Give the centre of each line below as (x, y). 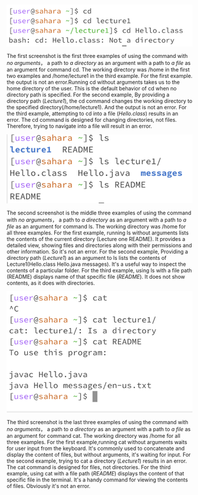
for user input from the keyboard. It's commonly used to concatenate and (96, 448)
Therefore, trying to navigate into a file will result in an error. (80, 126)
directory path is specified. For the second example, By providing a (88, 95)
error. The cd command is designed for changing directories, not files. (92, 120)
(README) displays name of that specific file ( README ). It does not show (96, 276)
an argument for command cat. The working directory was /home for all (93, 435)
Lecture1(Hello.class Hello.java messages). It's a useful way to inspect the (96, 264)
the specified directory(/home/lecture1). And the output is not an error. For (97, 108)
